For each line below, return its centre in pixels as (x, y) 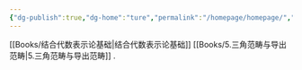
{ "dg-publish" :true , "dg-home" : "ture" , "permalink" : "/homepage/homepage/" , (151, 17)
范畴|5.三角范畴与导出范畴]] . (62, 56)
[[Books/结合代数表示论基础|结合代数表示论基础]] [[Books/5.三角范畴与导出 (148, 44)
